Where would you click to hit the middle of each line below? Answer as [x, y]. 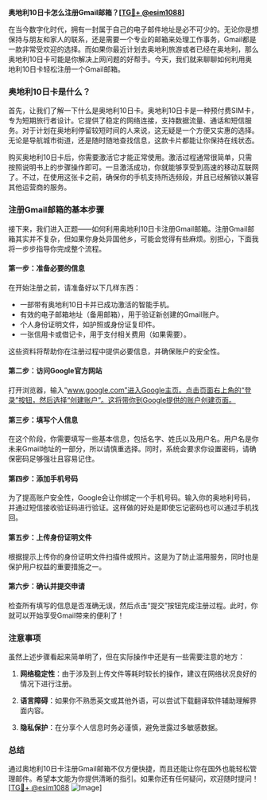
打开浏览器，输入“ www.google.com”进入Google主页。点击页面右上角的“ [126, 390]
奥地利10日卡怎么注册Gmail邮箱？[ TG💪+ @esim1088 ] [97, 12]
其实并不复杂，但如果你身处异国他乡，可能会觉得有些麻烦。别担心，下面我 [137, 239]
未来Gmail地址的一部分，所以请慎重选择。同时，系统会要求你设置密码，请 [129, 449]
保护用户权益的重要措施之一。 [57, 566]
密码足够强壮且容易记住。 [57, 459]
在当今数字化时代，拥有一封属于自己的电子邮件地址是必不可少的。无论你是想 [133, 29]
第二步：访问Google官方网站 [55, 371]
